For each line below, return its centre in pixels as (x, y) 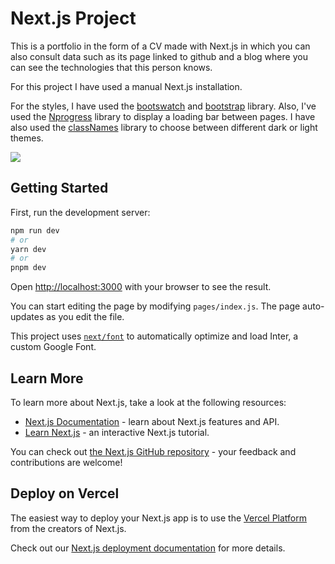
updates (27, 317)
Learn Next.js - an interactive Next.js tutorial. (117, 432)
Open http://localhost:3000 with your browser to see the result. (141, 287)
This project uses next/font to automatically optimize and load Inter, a (154, 336)
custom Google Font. (53, 347)
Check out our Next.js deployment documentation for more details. (148, 548)
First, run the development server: (80, 212)
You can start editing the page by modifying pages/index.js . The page (155, 306)
